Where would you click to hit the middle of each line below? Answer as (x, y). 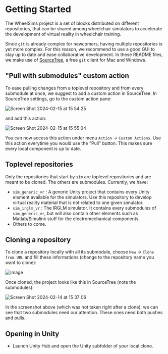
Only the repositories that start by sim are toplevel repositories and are (78, 176)
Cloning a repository (38, 240)
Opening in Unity (32, 334)
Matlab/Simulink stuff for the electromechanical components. (76, 219)
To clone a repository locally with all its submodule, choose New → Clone (80, 252)
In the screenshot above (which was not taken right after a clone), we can (82, 307)
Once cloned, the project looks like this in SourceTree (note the (71, 282)
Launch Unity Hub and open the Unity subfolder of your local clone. (83, 346)
